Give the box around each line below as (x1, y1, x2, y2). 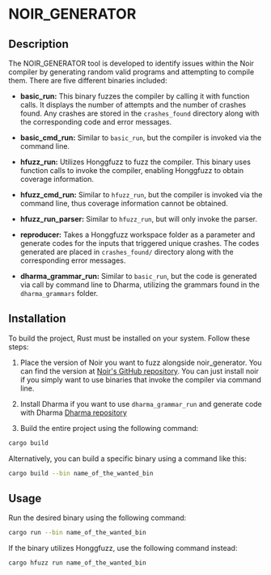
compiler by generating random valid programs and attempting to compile (8, 67, 255, 77)
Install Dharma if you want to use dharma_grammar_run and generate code (19, 399, 263, 408)
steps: (8, 341, 29, 352)
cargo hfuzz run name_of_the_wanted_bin (8, 559, 147, 567)
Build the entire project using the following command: (19, 423, 199, 433)
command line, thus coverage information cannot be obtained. (19, 199, 228, 208)
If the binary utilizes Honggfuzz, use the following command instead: (8, 543, 238, 553)
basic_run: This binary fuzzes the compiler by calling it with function (19, 91, 250, 101)
